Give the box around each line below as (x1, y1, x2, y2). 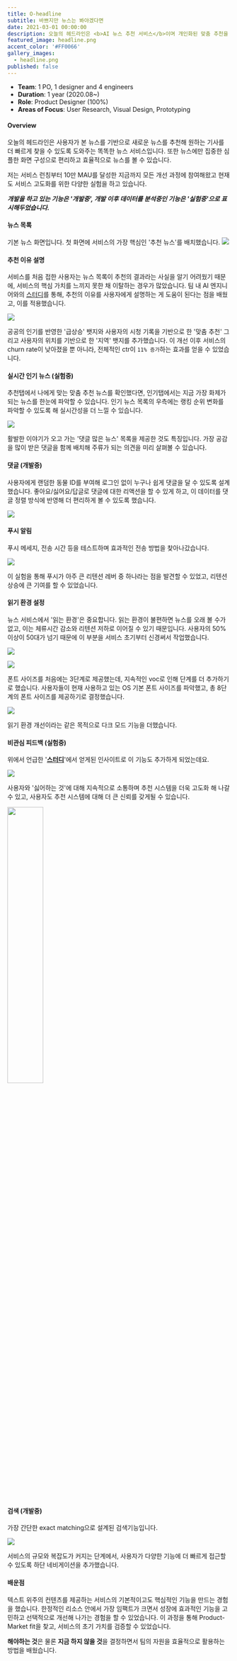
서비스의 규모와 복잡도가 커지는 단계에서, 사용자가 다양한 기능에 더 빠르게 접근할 (7, 1552, 226, 1560)
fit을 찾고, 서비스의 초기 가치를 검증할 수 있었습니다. (29, 1622, 171, 1631)
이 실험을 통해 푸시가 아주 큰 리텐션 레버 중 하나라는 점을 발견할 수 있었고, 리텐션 (7, 571, 228, 581)
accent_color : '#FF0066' (7, 43, 81, 50)
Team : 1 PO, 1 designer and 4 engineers (17, 82, 134, 91)
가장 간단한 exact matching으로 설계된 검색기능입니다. (7, 1524, 158, 1532)
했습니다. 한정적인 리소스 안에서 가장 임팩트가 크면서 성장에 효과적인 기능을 (14, 1604, 221, 1613)
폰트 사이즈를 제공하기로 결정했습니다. (20, 692, 125, 701)
